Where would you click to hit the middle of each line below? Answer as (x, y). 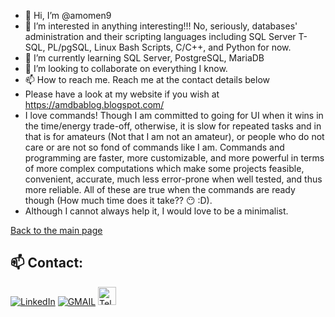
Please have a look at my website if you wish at (122, 94)
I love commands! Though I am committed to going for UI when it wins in (174, 115)
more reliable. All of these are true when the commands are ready (160, 189)
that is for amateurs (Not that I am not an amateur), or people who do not (174, 136)
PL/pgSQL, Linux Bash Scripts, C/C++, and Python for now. (169, 47)
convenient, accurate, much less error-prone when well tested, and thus (173, 179)
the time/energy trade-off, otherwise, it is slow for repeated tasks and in (173, 126)
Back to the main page (56, 230)
